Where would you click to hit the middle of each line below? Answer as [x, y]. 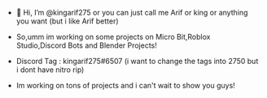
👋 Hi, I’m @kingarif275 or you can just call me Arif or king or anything [132, 13]
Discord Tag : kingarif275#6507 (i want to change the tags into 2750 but [137, 61]
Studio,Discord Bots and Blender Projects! [86, 45]
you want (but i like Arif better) [68, 21]
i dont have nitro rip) [50, 70]
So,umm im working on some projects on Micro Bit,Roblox [113, 37]
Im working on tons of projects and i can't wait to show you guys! [126, 85]
